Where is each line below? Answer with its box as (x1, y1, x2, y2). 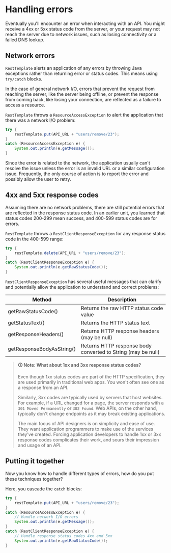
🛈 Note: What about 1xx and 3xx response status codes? (17, 362, 141, 368)
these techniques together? (5, 476, 63, 482)
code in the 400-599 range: (5, 236, 64, 242)
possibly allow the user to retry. (5, 176, 71, 182)
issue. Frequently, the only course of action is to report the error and (5, 171, 149, 177)
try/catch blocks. (5, 75, 42, 82)
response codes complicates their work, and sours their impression (17, 437, 159, 443)
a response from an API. (17, 384, 69, 391)
